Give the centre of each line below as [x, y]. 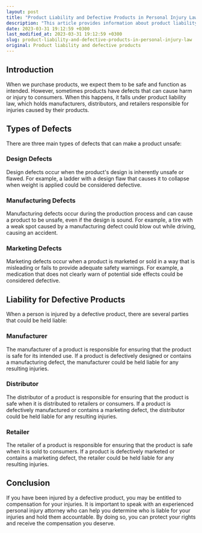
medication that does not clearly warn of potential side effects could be [95, 274]
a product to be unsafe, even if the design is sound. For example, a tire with [100, 220]
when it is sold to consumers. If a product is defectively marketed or [90, 452]
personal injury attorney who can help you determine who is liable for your [98, 510]
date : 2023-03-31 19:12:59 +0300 [48, 29]
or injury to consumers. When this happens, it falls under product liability [96, 97]
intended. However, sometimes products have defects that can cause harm [99, 90]
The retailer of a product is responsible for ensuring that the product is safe [99, 445]
